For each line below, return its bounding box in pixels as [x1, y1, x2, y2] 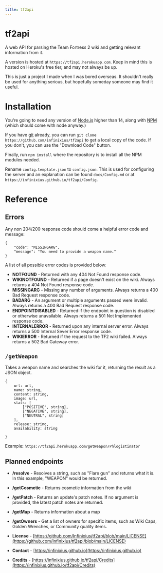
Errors [5, 213, 24, 221]
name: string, [14, 388, 42, 393]
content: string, [14, 392, 49, 397]
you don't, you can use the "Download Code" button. [5, 142, 111, 148]
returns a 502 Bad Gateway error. [12, 338, 79, 344]
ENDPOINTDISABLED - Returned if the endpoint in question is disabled [12, 308, 155, 314]
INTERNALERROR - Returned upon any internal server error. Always [12, 323, 149, 329]
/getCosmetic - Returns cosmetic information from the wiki [12, 485, 131, 491]
